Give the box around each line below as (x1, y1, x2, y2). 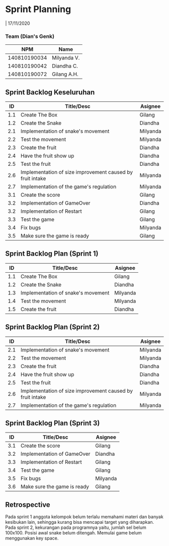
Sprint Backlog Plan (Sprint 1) (5, 250, 99, 258)
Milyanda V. (52, 54, 80, 62)
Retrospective (5, 500, 50, 509)
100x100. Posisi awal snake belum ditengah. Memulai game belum (5, 530, 142, 536)
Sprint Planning (5, 4, 71, 15)
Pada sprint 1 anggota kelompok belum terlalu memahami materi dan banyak (5, 514, 163, 520)
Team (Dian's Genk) (5, 33, 54, 40)
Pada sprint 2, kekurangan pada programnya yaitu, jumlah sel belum (5, 524, 147, 530)
